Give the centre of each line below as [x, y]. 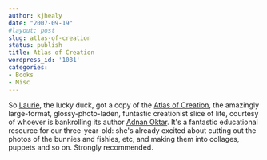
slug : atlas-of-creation [50, 38]
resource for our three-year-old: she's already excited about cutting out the [132, 130]
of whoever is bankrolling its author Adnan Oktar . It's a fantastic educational [133, 122]
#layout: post [32, 30]
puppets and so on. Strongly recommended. [81, 147]
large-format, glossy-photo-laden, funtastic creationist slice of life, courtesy [133, 113]
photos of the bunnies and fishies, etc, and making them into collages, [124, 139]
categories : [28, 68]
